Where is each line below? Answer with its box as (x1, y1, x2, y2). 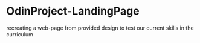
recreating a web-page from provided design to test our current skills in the (6, 24, 195, 31)
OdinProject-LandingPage (6, 4, 140, 18)
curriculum (6, 30, 33, 38)
